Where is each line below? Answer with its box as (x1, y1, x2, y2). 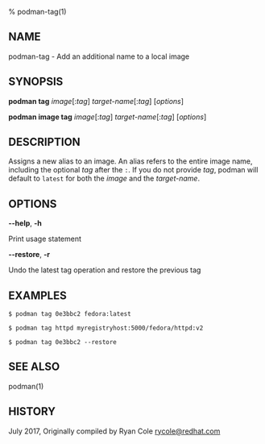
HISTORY (8, 405, 56, 418)
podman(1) (8, 381, 44, 391)
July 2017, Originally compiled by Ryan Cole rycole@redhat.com (8, 426, 221, 436)
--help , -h (8, 218, 43, 228)
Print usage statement (8, 234, 82, 244)
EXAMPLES (8, 288, 67, 302)
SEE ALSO (8, 360, 60, 374)
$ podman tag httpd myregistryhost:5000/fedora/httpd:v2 (8, 324, 204, 333)
